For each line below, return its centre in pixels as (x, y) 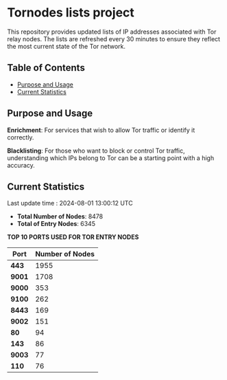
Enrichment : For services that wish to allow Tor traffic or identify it (101, 130)
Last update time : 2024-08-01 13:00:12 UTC (70, 203)
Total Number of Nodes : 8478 (60, 216)
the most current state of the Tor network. (66, 46)
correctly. (21, 137)
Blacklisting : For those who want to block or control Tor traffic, (96, 150)
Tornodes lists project (71, 13)
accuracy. (21, 165)
